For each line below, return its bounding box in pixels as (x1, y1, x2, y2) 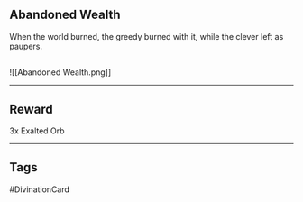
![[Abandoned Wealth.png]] (9, 67, 112, 78)
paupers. (9, 41, 43, 51)
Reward (9, 101, 54, 116)
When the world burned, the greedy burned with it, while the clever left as (9, 31, 284, 41)
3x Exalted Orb (9, 125, 65, 136)
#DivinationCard (9, 184, 70, 195)
